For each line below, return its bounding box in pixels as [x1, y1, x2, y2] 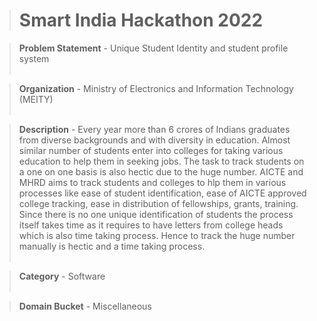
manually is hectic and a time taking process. [18, 240, 206, 252]
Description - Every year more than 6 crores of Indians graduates [18, 123, 291, 135]
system [18, 52, 50, 64]
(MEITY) [18, 93, 54, 105]
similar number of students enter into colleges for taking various [18, 144, 284, 156]
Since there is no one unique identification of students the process [18, 208, 294, 220]
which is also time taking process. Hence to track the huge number [18, 229, 296, 241]
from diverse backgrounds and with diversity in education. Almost [18, 134, 291, 146]
